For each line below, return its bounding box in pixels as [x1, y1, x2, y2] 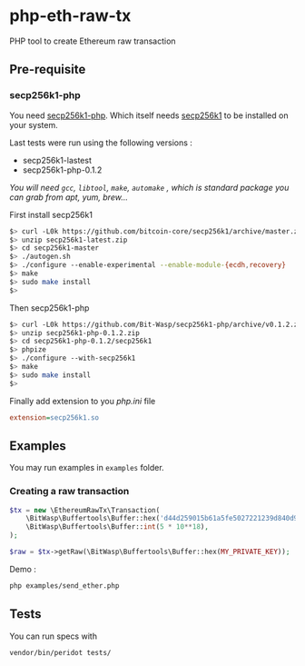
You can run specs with [9, 631, 98, 641]
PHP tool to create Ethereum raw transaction [9, 35, 176, 46]
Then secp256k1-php [9, 302, 90, 313]
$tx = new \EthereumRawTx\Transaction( [9, 505, 161, 514]
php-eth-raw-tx [9, 5, 132, 26]
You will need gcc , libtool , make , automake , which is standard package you [9, 182, 290, 193]
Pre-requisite [9, 62, 86, 77]
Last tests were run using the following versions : [9, 137, 193, 148]
